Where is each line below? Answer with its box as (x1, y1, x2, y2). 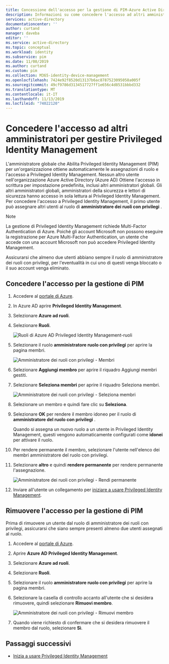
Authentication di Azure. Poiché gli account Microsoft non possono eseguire (6, 229, 163, 235)
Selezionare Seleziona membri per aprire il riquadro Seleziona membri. (13, 381, 160, 388)
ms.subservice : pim (6, 54, 47, 59)
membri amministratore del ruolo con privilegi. (13, 452, 108, 458)
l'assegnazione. (13, 467, 46, 473)
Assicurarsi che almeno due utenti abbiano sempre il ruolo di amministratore (6, 254, 163, 260)
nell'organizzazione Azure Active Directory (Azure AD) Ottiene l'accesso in (6, 177, 160, 183)
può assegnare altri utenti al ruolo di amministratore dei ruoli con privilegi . (6, 204, 162, 210)
